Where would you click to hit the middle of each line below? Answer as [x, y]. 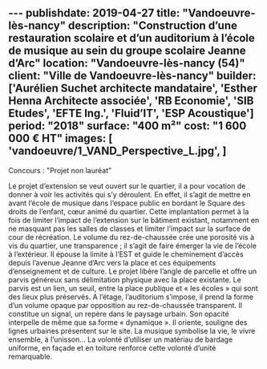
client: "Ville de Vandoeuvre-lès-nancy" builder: [132, 76]
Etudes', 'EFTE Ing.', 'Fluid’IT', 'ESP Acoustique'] [131, 114]
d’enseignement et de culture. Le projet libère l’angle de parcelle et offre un [133, 271]
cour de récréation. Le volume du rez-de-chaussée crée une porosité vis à [131, 237]
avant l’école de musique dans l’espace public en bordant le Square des [127, 203]
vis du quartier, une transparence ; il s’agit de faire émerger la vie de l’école [132, 245]
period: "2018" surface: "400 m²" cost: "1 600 [127, 126]
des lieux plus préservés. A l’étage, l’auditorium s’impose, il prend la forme [131, 297]
